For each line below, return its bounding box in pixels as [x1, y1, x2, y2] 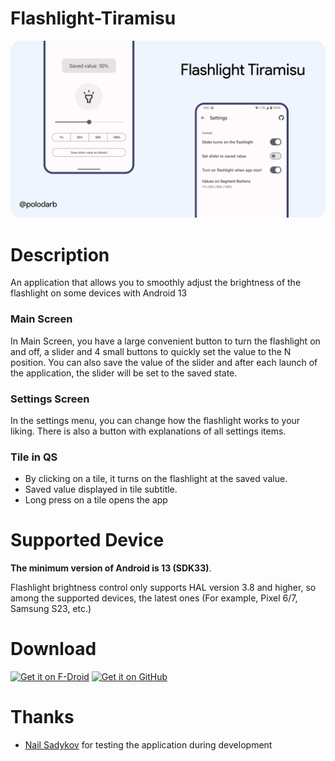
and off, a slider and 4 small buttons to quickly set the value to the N [10, 345, 292, 357]
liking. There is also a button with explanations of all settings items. [10, 425, 287, 437]
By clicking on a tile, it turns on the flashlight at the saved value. [24, 473, 288, 485]
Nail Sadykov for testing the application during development [24, 739, 273, 751]
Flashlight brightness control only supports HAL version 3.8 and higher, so [10, 582, 317, 594]
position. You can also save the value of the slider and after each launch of [10, 356, 318, 368]
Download [10, 638, 97, 661]
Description [10, 243, 110, 266]
